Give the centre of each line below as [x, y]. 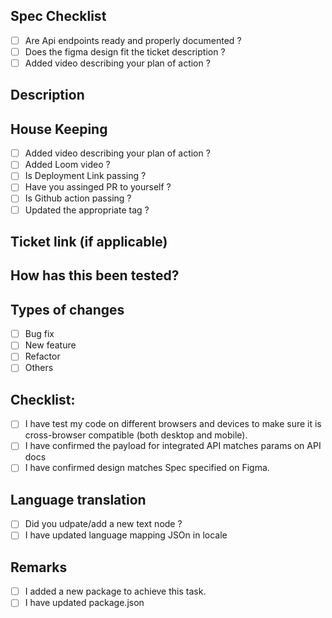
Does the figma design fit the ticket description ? [125, 51]
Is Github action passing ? [78, 198]
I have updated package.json [84, 603]
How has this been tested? [95, 275]
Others [39, 368]
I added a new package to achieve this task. [115, 591]
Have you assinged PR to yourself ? [98, 187]
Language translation [78, 499]
